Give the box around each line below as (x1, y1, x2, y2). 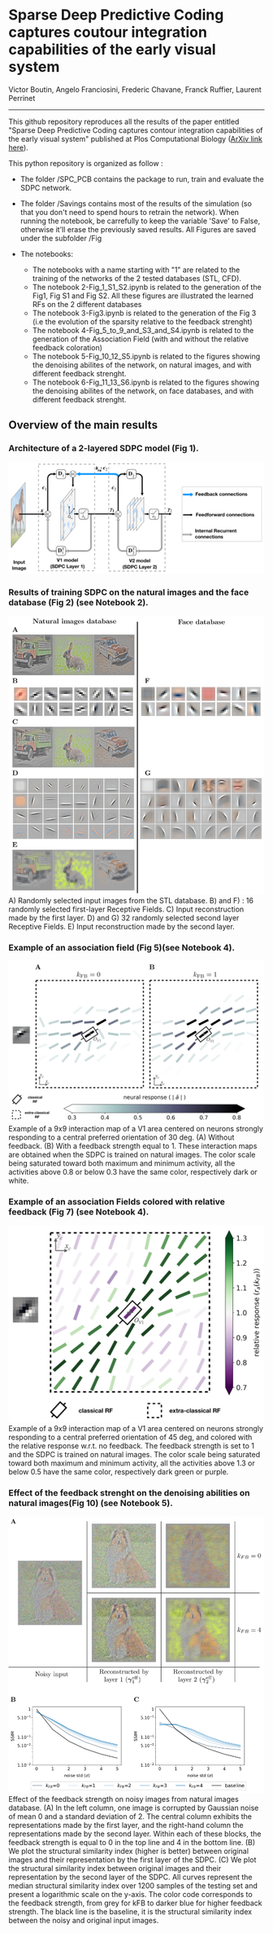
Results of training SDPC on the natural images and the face (8, 586, 249, 598)
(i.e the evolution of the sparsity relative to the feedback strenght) (32, 316, 253, 327)
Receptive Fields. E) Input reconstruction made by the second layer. (8, 921, 236, 931)
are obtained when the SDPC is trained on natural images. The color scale (8, 1149, 256, 1159)
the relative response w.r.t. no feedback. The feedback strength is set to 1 (8, 1440, 254, 1451)
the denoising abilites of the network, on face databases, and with (32, 385, 254, 396)
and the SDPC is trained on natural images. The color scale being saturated (8, 1449, 261, 1459)
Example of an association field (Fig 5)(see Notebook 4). (8, 942, 236, 953)
